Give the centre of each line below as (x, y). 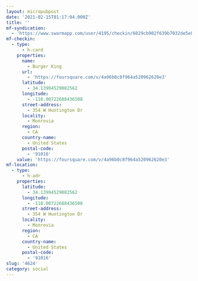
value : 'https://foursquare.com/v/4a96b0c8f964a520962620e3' (93, 160)
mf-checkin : (21, 39)
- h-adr (31, 176)
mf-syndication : (26, 28)
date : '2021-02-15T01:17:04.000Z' (49, 17)
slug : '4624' (22, 264)
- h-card (32, 50)
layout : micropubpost (33, 11)
